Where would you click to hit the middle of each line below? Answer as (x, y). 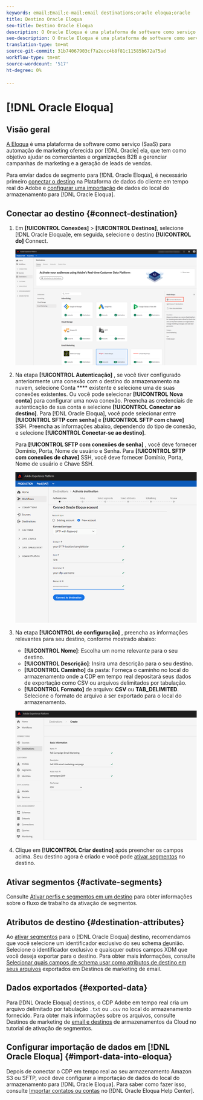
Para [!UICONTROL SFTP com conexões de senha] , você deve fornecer (106, 444)
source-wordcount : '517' (37, 64)
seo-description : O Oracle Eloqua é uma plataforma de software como (96, 38)
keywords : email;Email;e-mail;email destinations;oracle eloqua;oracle (98, 13)
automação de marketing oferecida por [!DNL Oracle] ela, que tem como (96, 151)
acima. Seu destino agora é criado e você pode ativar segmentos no (100, 857)
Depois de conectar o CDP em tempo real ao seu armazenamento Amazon (99, 1071)
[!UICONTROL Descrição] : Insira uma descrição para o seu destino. (108, 664)
